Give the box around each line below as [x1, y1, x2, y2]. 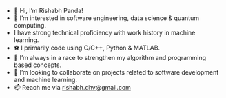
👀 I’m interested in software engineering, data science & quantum [13, 14, 200, 22]
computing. [13, 21, 47, 29]
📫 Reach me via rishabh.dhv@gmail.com [13, 84, 131, 91]
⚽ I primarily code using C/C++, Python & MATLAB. [13, 43, 161, 52]
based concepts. [13, 61, 62, 69]
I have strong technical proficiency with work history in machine [13, 28, 196, 37]
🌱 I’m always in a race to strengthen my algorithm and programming [13, 54, 207, 61]
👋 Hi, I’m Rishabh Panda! [13, 7, 84, 14]
